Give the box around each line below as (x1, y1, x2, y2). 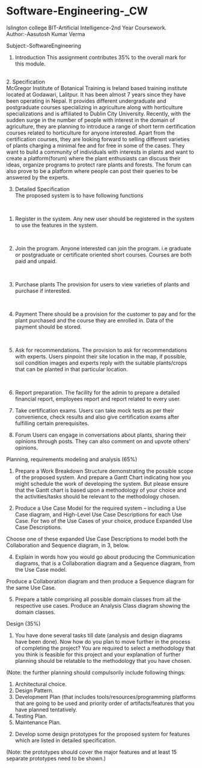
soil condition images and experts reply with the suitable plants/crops (14, 359, 188, 366)
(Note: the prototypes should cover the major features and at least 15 (6, 748, 177, 755)
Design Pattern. (14, 686, 54, 694)
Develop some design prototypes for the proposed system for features (14, 730, 191, 737)
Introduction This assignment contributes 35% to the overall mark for (14, 53, 186, 61)
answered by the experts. (6, 174, 70, 181)
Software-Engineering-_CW (6, 4, 148, 18)
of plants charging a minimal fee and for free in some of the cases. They (6, 142, 185, 149)
